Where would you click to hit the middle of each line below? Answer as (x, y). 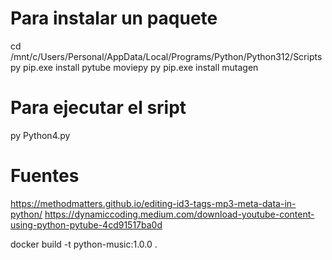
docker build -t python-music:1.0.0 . (84, 244)
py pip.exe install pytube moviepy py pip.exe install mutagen (134, 67)
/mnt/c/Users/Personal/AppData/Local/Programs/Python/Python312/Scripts (166, 56)
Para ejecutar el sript (98, 108)
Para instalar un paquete (114, 18)
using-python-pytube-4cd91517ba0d (86, 224)
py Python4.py (40, 135)
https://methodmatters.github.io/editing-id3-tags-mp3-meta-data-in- (153, 203)
